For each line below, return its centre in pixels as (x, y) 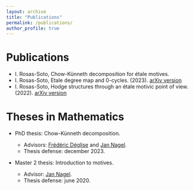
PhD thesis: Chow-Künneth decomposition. (67, 134)
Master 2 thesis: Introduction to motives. (64, 163)
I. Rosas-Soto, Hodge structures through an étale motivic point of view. (101, 87)
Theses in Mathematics (65, 117)
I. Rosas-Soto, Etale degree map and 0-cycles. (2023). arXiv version (98, 80)
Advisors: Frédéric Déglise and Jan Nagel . (75, 145)
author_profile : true (33, 28)
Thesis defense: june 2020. (57, 180)
